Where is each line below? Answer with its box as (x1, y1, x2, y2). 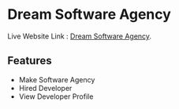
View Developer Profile (18, 92, 94, 101)
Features (7, 54, 52, 67)
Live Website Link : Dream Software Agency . (7, 31, 151, 41)
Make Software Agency (18, 74, 95, 84)
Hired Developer (18, 83, 73, 93)
